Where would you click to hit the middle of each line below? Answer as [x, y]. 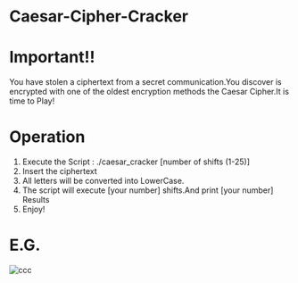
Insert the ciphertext [60, 171]
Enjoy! [33, 209]
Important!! [52, 58]
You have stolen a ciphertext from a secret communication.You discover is [146, 82]
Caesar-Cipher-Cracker [99, 17]
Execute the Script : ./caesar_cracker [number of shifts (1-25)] [136, 162]
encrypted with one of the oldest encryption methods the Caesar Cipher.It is [149, 92]
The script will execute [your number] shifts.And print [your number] [148, 190]
